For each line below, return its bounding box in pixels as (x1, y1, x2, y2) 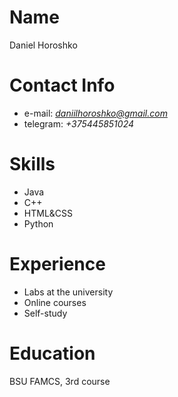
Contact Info (9, 74, 116, 97)
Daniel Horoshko (9, 39, 78, 51)
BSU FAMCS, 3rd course (9, 375, 111, 387)
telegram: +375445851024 (23, 117, 135, 130)
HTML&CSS (23, 207, 74, 219)
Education (9, 342, 96, 365)
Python (23, 217, 54, 230)
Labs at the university (23, 286, 114, 298)
